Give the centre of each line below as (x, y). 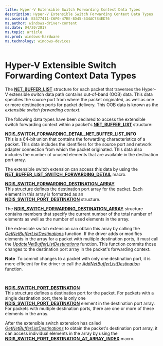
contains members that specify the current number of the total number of (79, 214)
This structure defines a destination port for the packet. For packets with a (80, 293)
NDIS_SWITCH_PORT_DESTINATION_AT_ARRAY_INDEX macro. (70, 338)
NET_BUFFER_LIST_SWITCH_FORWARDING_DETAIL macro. (66, 174)
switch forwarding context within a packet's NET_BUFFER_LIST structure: (79, 124)
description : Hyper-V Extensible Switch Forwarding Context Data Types (79, 14)
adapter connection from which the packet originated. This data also (74, 149)
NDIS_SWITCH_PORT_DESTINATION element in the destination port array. (80, 303)
